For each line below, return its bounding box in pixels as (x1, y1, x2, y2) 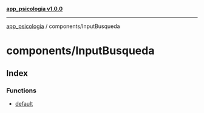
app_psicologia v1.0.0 (6, 5, 63, 12)
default (15, 100, 33, 107)
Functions (6, 86, 36, 95)
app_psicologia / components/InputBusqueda (6, 22, 120, 30)
